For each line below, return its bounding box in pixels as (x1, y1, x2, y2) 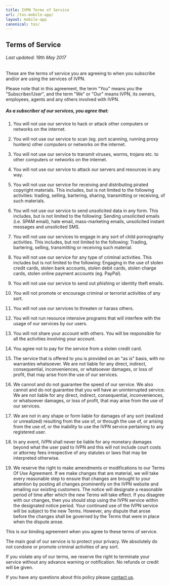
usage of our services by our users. (13, 320, 88, 326)
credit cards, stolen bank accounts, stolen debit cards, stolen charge (13, 265, 156, 271)
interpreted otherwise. (13, 455, 60, 461)
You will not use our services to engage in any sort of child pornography (13, 233, 164, 239)
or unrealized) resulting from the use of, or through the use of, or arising (13, 418, 163, 424)
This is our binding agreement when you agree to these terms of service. (6, 528, 158, 534)
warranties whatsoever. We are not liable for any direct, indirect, (13, 361, 147, 367)
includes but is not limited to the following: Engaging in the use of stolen (13, 259, 163, 265)
